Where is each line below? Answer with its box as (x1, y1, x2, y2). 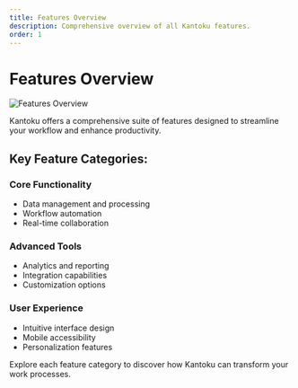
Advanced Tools (9, 240, 83, 252)
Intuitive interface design (22, 322, 115, 333)
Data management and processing (22, 198, 151, 209)
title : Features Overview (9, 13, 106, 22)
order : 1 (9, 30, 42, 39)
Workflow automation (22, 208, 102, 218)
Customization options (22, 279, 106, 290)
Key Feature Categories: (9, 151, 148, 166)
